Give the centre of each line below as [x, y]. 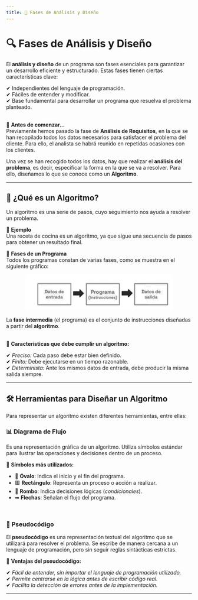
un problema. [22, 218]
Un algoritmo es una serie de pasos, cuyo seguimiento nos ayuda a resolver [98, 212]
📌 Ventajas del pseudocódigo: [44, 561]
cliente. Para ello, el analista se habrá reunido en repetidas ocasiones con [95, 143]
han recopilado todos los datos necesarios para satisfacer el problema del [96, 137]
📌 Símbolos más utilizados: [40, 465]
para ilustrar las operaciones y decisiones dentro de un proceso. [85, 453]
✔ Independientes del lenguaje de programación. [66, 88]
